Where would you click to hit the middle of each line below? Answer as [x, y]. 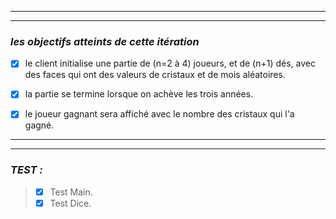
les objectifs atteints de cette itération [105, 41]
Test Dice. [70, 203]
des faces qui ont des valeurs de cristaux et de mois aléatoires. [155, 75]
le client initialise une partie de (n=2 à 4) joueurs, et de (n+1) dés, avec [170, 63]
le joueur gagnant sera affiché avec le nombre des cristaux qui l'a [159, 114]
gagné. [39, 125]
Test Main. [71, 192]
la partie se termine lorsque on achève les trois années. [139, 94]
